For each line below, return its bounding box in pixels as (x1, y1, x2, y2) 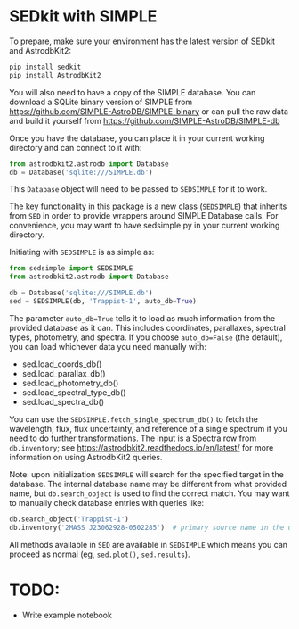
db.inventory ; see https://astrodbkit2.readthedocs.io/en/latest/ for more (9, 442, 274, 452)
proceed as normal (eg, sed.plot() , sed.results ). (9, 549, 190, 559)
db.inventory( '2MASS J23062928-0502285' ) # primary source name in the (9, 523, 285, 532)
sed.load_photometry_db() (21, 377, 119, 388)
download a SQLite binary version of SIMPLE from (9, 96, 193, 107)
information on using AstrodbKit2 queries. (9, 451, 163, 462)
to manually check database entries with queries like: (9, 497, 205, 508)
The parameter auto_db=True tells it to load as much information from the (9, 312, 276, 323)
